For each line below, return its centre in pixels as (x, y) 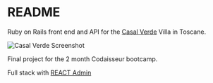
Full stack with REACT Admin (49, 72)
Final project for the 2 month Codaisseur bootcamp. (83, 59)
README (34, 12)
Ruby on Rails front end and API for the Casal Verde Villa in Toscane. (107, 32)
